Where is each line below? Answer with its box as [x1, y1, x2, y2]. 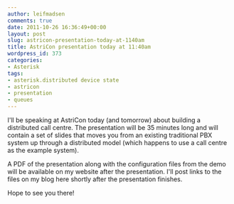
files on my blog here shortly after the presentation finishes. [7, 175, 183, 183]
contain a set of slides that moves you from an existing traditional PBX [7, 131, 213, 139]
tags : [7, 70, 23, 77]
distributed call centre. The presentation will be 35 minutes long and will [7, 124, 218, 131]
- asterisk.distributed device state [7, 76, 119, 84]
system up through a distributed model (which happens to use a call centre [7, 139, 228, 146]
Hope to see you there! [7, 189, 75, 197]
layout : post [7, 30, 46, 38]
